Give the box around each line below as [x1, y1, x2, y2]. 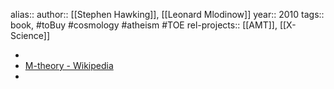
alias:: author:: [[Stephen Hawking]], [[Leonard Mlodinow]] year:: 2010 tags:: [10, 9, 325, 20]
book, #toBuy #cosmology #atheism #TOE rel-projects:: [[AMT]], [10, 19, 278, 31]
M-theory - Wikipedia [24, 60, 114, 71]
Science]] [10, 30, 51, 41]
